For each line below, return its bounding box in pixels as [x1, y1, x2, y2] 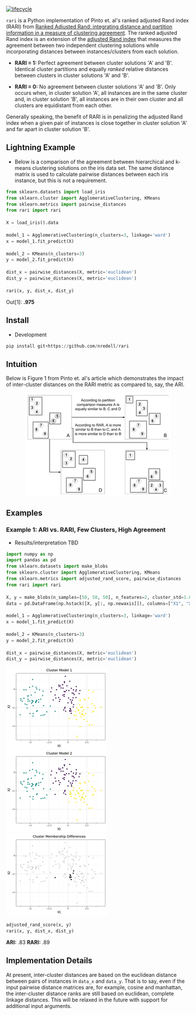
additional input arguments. [6, 1002, 72, 1009]
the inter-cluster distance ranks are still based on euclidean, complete [6, 990, 174, 997]
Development [14, 331, 47, 338]
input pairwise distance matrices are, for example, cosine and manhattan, [6, 983, 183, 990]
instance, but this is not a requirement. [14, 176, 107, 184]
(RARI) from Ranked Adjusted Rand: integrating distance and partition [6, 23, 173, 30]
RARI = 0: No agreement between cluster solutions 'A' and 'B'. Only [14, 83, 176, 90]
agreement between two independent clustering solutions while [6, 42, 159, 49]
